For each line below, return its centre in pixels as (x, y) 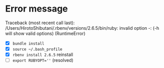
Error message (36, 9)
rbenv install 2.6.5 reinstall (43, 55)
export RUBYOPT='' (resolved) (43, 60)
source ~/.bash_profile (37, 49)
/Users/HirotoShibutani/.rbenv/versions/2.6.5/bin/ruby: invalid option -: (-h (82, 28)
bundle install (28, 43)
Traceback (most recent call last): (40, 23)
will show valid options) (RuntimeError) (45, 33)
